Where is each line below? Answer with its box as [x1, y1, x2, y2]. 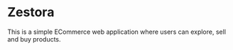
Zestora [7, 4, 55, 20]
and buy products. [7, 35, 62, 43]
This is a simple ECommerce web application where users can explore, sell [7, 27, 226, 36]
